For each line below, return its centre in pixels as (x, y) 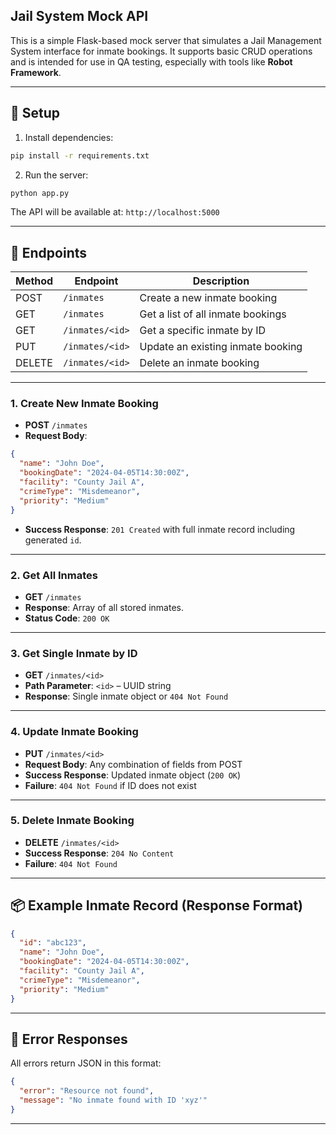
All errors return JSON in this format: (86, 1063)
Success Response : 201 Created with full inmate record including (160, 529)
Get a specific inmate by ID (203, 331)
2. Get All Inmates (54, 575)
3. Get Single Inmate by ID (74, 653)
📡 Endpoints (49, 252)
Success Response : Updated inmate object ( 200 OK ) (133, 775)
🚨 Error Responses (69, 1039)
